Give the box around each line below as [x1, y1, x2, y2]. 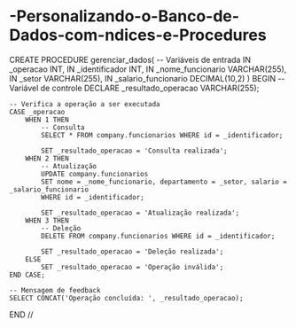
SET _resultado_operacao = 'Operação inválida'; [41, 262, 224, 271]
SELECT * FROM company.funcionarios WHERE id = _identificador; [41, 130, 284, 139]
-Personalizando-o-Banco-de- [9, 6, 240, 27]
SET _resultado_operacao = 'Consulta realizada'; [41, 146, 228, 155]
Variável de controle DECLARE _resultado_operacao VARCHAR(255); [9, 82, 260, 93]
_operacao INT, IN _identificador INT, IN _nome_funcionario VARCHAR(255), [9, 64, 287, 74]
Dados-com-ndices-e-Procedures [9, 25, 268, 45]
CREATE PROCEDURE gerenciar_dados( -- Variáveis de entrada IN [9, 54, 251, 65]
